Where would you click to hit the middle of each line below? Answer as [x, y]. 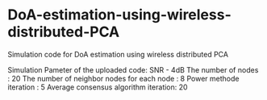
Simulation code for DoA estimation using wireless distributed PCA [118, 54]
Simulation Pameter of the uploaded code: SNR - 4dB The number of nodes [133, 69]
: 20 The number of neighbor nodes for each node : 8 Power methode [123, 78]
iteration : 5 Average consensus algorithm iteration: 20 [98, 87]
